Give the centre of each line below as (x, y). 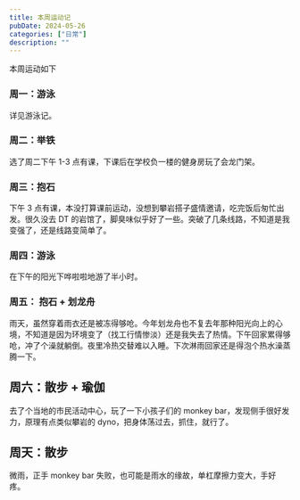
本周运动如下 (33, 69)
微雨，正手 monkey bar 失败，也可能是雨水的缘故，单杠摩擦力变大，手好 (143, 475)
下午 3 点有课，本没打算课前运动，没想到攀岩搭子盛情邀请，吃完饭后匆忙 (143, 208)
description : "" (39, 42)
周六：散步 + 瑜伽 (57, 387)
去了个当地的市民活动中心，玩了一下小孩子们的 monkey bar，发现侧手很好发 (150, 410)
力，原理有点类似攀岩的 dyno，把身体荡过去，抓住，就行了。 (121, 422)
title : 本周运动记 (40, 17)
